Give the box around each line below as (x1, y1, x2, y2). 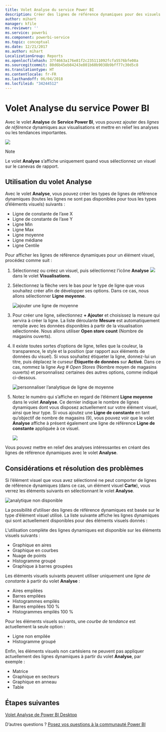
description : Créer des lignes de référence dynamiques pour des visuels (5, 12, 161, 17)
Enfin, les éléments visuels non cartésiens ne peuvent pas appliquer (5, 648, 144, 654)
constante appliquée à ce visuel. (12, 425, 80, 432)
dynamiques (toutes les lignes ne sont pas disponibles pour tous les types (5, 196, 157, 202)
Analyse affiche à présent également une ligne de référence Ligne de (12, 420, 155, 426)
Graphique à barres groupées (12, 563, 73, 569)
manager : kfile (5, 21, 37, 26)
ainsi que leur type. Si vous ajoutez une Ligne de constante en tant (12, 410, 150, 416)
